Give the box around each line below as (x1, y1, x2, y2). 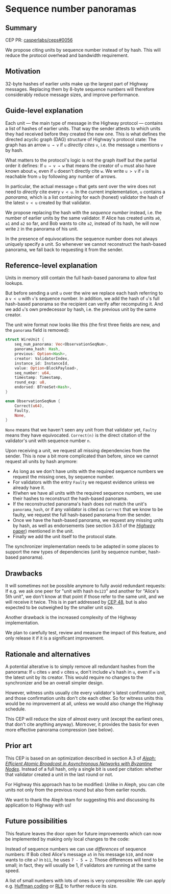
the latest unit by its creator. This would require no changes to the (5, 674, 144, 680)
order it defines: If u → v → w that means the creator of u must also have (5, 162, 156, 169)
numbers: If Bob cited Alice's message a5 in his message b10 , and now (5, 851, 154, 857)
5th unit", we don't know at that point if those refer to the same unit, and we (5, 593, 164, 600)
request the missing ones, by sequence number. (12, 474, 114, 480)
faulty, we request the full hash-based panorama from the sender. (12, 512, 152, 518)
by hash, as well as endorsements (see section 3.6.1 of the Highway (12, 522, 156, 529)
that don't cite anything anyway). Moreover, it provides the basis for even (5, 721, 159, 727)
